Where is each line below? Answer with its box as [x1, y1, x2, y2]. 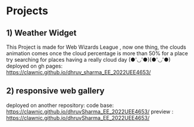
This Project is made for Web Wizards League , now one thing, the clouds [6, 43, 186, 50]
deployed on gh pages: [6, 62, 63, 69]
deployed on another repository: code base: [6, 101, 114, 109]
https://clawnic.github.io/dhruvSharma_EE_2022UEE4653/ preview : [6, 108, 174, 115]
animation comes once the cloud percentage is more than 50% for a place [6, 50, 189, 57]
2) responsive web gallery [6, 86, 105, 96]
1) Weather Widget [6, 28, 77, 38]
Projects [6, 4, 49, 18]
